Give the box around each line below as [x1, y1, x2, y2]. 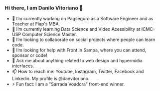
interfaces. [11, 63, 34, 69]
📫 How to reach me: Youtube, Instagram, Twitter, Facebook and [11, 69, 144, 75]
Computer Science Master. [22, 32, 77, 38]
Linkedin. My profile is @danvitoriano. [11, 76, 90, 82]
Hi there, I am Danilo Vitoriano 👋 [4, 4, 83, 11]
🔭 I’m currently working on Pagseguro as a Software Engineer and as [11, 16, 154, 22]
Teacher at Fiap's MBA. [11, 21, 60, 27]
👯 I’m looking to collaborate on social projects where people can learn [11, 37, 156, 43]
